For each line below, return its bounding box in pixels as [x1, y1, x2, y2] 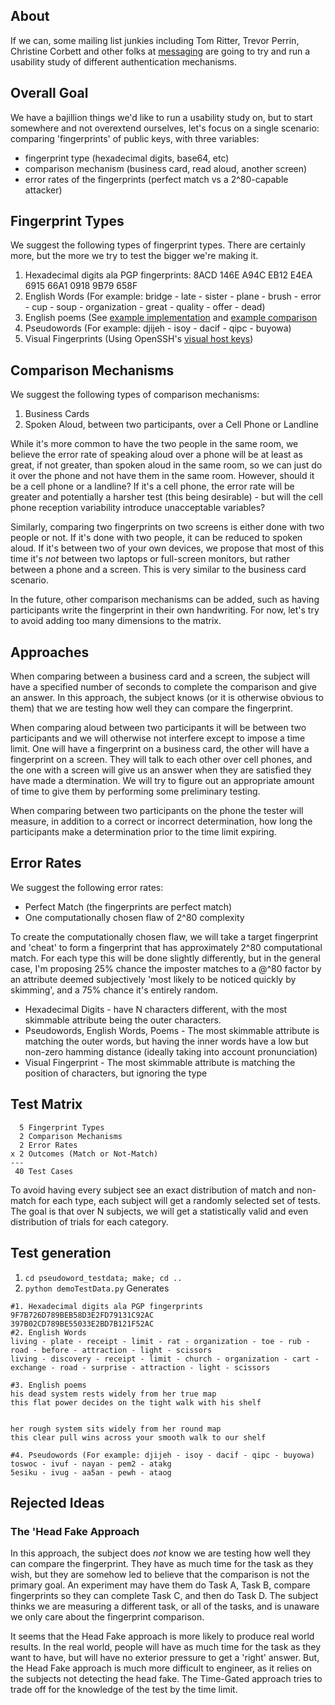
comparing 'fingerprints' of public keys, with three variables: [10, 132, 260, 144]
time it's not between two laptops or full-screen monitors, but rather [10, 553, 291, 565]
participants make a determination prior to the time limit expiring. [10, 826, 277, 838]
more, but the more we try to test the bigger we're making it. [10, 250, 259, 262]
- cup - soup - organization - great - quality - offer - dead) [24, 301, 266, 313]
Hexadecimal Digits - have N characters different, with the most [24, 1003, 288, 1015]
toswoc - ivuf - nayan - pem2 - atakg [10, 1459, 172, 1469]
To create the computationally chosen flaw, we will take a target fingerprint [10, 930, 319, 943]
